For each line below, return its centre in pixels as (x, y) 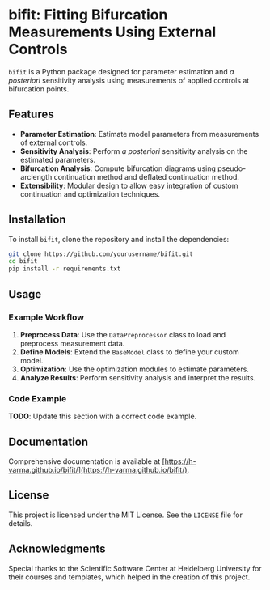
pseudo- (232, 168)
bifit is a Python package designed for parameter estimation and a (121, 71)
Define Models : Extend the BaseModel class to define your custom (130, 352)
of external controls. (54, 142)
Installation (37, 220)
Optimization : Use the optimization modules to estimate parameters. (134, 369)
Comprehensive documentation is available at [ (87, 461)
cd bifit (23, 261)
